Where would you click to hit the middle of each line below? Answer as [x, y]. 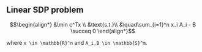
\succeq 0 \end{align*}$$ [103, 31]
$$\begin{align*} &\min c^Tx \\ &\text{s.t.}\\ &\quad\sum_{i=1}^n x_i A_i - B [103, 24]
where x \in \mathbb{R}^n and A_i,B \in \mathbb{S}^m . [77, 42]
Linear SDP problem [45, 10]
